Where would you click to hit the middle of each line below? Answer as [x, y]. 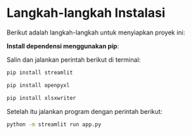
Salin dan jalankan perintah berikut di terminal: [74, 59]
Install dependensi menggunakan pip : [63, 46]
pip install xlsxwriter [41, 98]
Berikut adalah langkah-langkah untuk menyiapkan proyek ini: [96, 32]
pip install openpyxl [38, 85]
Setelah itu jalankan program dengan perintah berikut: [85, 111]
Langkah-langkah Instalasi [86, 13]
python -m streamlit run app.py [54, 124]
